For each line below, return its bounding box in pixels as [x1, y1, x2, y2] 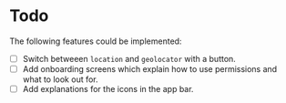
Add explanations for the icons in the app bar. [22, 84, 194, 95]
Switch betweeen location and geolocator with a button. [22, 53, 237, 64]
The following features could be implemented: [9, 36, 182, 46]
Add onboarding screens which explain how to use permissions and [22, 64, 278, 74]
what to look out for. [22, 74, 98, 85]
